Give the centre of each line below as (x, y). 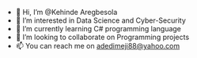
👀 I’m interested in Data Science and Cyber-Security (100, 20)
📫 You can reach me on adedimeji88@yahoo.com (98, 46)
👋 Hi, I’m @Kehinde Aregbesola (66, 12)
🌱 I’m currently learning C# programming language (98, 29)
